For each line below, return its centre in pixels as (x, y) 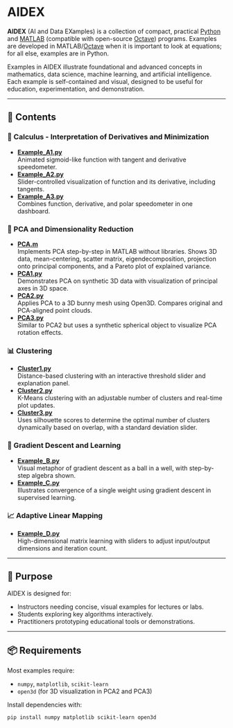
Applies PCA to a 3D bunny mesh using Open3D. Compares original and (120, 303)
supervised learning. (46, 497)
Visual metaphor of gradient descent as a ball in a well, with (102, 468)
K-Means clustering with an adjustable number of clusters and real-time (120, 398)
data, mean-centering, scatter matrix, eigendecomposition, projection (116, 259)
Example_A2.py (40, 174)
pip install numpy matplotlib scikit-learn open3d (82, 718)
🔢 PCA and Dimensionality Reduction (70, 229)
